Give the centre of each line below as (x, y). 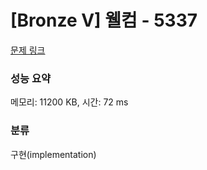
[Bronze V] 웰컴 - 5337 (104, 20)
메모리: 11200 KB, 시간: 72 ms (69, 102)
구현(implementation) (53, 154)
